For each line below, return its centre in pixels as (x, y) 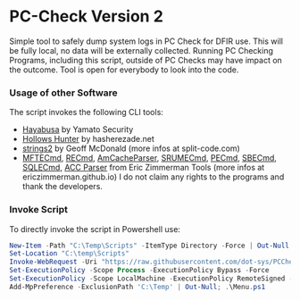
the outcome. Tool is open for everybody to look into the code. (124, 70)
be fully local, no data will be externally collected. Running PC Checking (142, 50)
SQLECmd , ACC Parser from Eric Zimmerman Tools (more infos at (143, 168)
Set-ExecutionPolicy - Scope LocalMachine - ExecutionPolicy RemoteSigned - (151, 279)
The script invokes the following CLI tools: (86, 112)
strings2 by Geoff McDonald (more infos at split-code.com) (131, 148)
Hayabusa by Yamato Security (78, 129)
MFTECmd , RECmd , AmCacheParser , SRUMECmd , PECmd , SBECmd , (149, 158)
